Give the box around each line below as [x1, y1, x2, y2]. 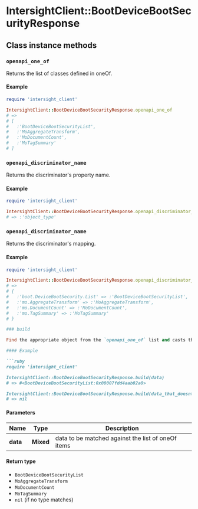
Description [105, 424, 139, 432]
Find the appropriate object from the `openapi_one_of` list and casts [6, 337, 186, 343]
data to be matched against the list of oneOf [55, 434, 177, 442]
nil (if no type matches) [14, 496, 74, 503]
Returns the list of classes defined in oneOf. [6, 70, 113, 77]
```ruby [6, 358, 25, 364]
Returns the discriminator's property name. [6, 171, 111, 178]
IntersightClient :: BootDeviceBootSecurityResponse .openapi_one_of [6, 107, 173, 113]
